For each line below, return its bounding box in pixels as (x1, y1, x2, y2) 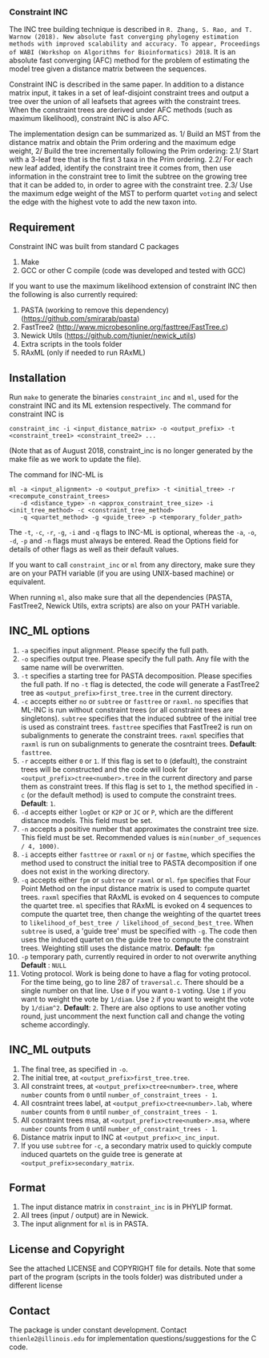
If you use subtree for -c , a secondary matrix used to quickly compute (20, 1140, 252, 1151)
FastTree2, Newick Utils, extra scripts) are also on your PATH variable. (9, 601, 240, 610)
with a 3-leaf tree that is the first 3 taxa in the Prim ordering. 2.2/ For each (9, 155, 253, 164)
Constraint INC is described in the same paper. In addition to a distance (9, 79, 245, 90)
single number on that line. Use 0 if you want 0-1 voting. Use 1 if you (20, 986, 247, 995)
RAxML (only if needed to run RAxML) (20, 348, 147, 358)
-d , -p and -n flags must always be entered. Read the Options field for (9, 536, 239, 545)
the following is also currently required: (9, 290, 139, 299)
